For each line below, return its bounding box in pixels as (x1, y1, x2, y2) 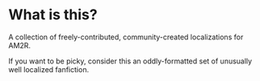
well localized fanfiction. (8, 64, 90, 74)
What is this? (8, 6, 99, 24)
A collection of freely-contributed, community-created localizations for (8, 32, 244, 42)
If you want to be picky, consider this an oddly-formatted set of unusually (8, 56, 253, 66)
